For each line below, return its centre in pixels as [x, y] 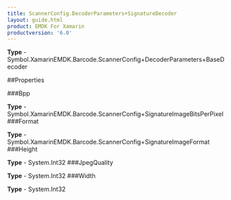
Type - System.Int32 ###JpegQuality [60, 163]
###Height [22, 149]
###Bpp [19, 93]
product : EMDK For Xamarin [46, 26]
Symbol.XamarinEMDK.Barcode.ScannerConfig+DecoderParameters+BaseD [116, 60]
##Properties [26, 80]
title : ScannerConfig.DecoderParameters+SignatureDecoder [92, 13]
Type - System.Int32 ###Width [51, 176]
